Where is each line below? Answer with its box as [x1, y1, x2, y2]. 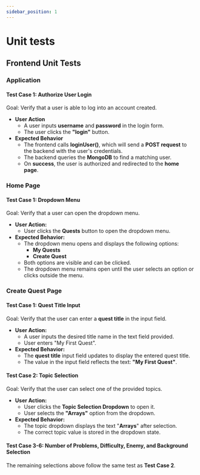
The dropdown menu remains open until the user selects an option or [23, 265, 194, 272]
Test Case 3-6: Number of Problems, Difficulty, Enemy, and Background [6, 442, 188, 449]
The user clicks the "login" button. [23, 128, 110, 136]
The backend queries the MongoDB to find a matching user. [23, 154, 172, 161]
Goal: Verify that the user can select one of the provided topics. [6, 385, 162, 392]
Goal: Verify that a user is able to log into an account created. [6, 104, 157, 111]
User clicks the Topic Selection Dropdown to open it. [23, 403, 155, 410]
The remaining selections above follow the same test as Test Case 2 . [6, 461, 176, 469]
